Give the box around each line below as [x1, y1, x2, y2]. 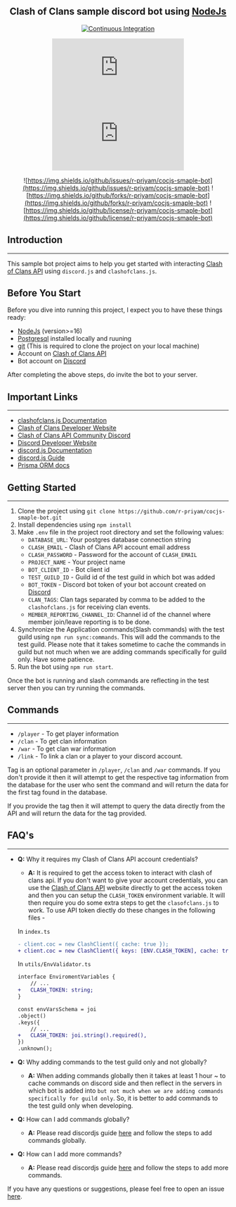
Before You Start [7, 287, 81, 299]
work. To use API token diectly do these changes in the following [27, 906, 216, 914]
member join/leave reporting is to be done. [27, 618, 152, 626]
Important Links [7, 391, 79, 403]
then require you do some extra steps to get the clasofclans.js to [27, 898, 219, 907]
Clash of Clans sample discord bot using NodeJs [9, 6, 227, 18]
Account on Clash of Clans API [17, 349, 107, 358]
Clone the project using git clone [17, 507, 116, 515]
